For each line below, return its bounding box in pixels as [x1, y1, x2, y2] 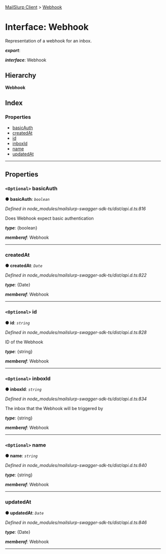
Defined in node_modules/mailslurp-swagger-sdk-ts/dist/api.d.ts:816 [5, 206, 146, 212]
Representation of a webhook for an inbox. [5, 38, 92, 44]
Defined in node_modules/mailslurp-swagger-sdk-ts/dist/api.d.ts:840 [5, 462, 147, 468]
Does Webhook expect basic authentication [5, 215, 94, 222]
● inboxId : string [5, 386, 42, 392]
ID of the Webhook [5, 339, 43, 345]
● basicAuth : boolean [5, 196, 50, 202]
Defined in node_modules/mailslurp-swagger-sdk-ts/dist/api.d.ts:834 [5, 396, 147, 402]
